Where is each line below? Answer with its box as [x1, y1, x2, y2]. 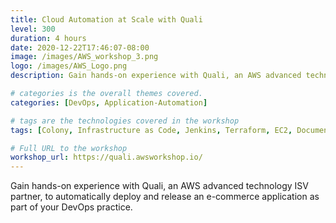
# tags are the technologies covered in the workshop [10, 116, 240, 126]
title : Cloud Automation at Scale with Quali [10, 14, 203, 25]
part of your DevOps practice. [10, 201, 133, 213]
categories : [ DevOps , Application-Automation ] [10, 97, 208, 108]
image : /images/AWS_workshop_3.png [10, 52, 159, 62]
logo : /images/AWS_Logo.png [10, 61, 128, 71]
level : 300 [10, 24, 56, 34]
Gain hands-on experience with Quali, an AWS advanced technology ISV [10, 180, 309, 192]
